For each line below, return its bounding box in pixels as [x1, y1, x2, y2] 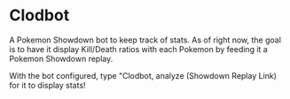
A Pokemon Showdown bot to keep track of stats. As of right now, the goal [9, 34, 282, 45]
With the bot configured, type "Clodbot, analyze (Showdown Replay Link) [9, 70, 278, 80]
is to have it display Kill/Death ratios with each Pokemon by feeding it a [9, 43, 268, 54]
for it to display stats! [9, 80, 86, 90]
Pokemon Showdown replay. [9, 53, 114, 64]
